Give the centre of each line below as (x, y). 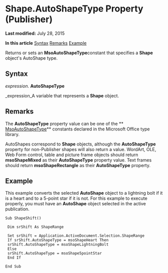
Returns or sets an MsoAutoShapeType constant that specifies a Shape (79, 53)
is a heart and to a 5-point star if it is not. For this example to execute (76, 198)
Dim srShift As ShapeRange (36, 227)
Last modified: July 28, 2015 (35, 33)
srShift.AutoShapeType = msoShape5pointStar (54, 253)
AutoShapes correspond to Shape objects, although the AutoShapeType (81, 144)
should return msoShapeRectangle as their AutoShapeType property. (78, 165)
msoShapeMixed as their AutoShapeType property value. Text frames (78, 160)
